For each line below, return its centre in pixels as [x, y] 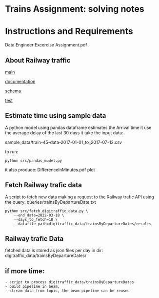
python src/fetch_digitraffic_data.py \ [47, 211]
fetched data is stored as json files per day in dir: [54, 251]
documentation [20, 81]
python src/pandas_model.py [34, 160]
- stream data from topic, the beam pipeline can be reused [68, 291]
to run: [12, 151]
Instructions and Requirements [69, 32]
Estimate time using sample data [56, 116]
